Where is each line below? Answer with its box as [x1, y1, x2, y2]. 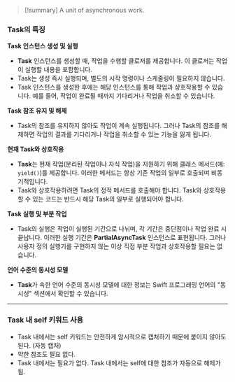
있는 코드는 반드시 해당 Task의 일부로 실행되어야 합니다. [32, 195, 184, 204]
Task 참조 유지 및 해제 [7, 106, 67, 115]
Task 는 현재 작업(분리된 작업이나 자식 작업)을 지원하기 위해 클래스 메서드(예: [17, 160, 225, 169]
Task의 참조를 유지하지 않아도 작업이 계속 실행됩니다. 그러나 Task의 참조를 [17, 122, 220, 130]
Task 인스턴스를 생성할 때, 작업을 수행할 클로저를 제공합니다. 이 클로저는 [17, 57, 215, 65]
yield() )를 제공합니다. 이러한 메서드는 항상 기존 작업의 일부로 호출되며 [17, 169, 210, 177]
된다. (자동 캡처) [17, 341, 62, 349]
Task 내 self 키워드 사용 [7, 315, 84, 325]
